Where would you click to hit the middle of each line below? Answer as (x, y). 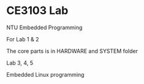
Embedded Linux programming (45, 74)
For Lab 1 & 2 (23, 39)
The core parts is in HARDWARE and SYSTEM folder (72, 51)
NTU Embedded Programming (44, 27)
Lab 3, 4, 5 (20, 63)
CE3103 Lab (37, 11)
